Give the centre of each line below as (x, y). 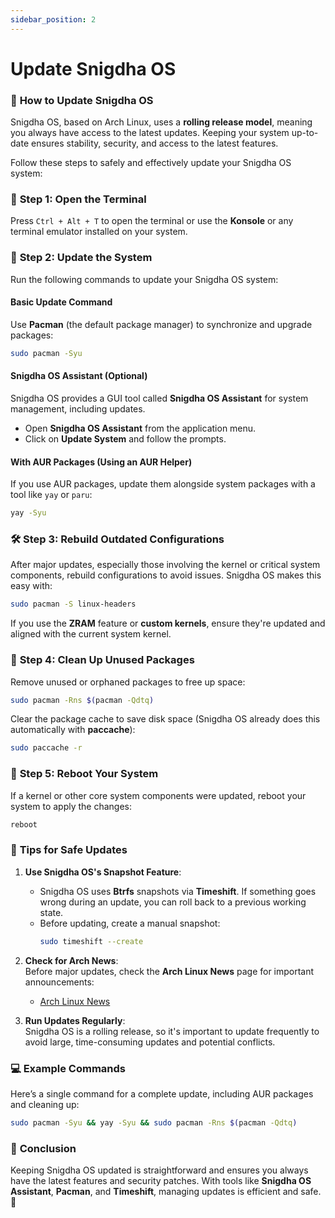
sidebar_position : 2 (53, 19)
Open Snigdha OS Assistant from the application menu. (140, 428)
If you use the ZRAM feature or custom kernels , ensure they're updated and (168, 623)
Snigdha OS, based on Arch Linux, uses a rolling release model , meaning (161, 122)
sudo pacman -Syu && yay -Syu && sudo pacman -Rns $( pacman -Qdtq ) (154, 1122)
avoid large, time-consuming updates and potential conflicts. (150, 1042)
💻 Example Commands (68, 1068)
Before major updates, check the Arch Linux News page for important (169, 971)
